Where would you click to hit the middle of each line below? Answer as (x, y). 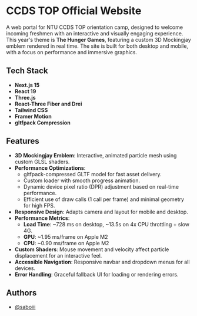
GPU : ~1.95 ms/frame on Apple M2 (66, 236)
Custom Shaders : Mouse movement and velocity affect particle (92, 249)
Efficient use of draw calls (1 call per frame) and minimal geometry (103, 199)
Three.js (25, 97)
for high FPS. (39, 205)
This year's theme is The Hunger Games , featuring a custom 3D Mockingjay (98, 39)
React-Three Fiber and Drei (48, 104)
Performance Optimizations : (50, 168)
